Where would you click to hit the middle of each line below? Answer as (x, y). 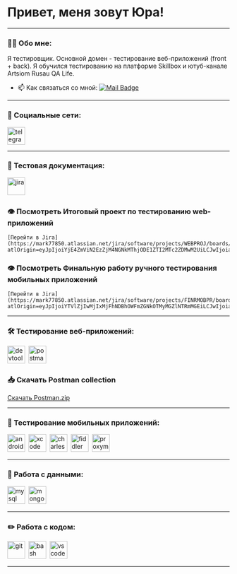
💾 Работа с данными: (45, 474)
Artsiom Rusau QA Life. (41, 74)
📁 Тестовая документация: (56, 165)
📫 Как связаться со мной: (57, 88)
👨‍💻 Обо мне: (30, 43)
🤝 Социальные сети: (44, 115)
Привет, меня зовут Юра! (86, 12)
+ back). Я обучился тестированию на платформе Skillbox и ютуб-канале (117, 66)
